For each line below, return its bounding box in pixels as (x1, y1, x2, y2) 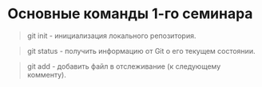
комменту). (26, 70, 67, 79)
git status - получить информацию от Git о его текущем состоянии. (26, 46, 256, 55)
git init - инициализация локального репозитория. (26, 31, 196, 40)
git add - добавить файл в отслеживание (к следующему (26, 61, 221, 71)
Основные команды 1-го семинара (7, 5, 253, 23)
